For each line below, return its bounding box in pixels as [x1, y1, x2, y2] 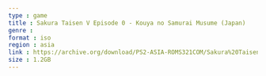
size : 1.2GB [8, 56, 51, 64]
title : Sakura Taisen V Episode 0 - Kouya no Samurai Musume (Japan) [8, 19, 246, 27]
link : [8, 48, 30, 56]
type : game [8, 11, 47, 20]
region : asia [8, 41, 55, 49]
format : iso [8, 33, 51, 42]
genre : [8, 26, 34, 34]
